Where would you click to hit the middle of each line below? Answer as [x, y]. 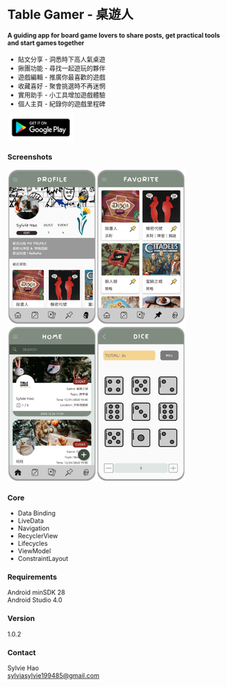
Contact [22, 652]
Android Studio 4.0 [35, 600]
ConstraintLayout [43, 558]
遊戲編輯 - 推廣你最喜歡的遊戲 [62, 77]
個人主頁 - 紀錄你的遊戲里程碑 [62, 104]
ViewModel [34, 551]
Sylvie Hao [23, 668]
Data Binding [36, 513]
